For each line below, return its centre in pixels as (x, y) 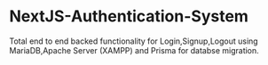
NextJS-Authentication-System (129, 16)
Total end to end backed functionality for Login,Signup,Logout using (134, 41)
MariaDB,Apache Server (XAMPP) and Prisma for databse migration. (134, 50)
